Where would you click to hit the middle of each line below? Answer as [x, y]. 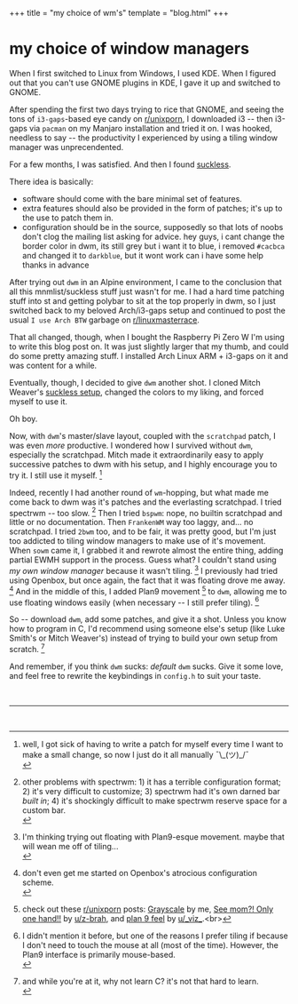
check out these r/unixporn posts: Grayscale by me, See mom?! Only [148, 909]
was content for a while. [53, 365]
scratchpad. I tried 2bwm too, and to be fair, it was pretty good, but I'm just [143, 531]
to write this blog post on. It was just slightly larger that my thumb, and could [149, 347]
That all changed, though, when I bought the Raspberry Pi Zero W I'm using [147, 337]
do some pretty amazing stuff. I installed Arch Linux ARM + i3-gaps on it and [149, 355]
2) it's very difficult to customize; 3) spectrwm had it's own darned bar [151, 791]
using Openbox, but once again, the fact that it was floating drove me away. [147, 580]
